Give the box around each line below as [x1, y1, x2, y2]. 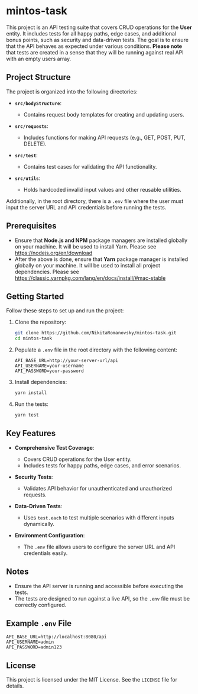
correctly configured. [14, 601, 67, 608]
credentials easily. [23, 549, 68, 557]
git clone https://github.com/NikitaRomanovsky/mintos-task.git [14, 330, 177, 336]
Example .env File [6, 618, 72, 628]
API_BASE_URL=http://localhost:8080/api [6, 634, 108, 640]
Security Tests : [14, 473, 53, 480]
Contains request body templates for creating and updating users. [23, 111, 184, 118]
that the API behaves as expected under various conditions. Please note [6, 43, 182, 50]
